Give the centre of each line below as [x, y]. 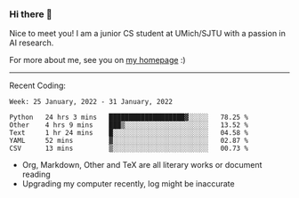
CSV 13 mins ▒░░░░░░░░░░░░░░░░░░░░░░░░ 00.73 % [129, 149]
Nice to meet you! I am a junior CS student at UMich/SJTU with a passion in [148, 34]
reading [36, 174]
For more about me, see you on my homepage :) [97, 60]
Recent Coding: [38, 86]
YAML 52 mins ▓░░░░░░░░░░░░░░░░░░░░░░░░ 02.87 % [129, 141]
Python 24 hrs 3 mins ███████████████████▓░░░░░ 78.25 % [129, 118]
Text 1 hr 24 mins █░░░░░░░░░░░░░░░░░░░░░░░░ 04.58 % [129, 133]
